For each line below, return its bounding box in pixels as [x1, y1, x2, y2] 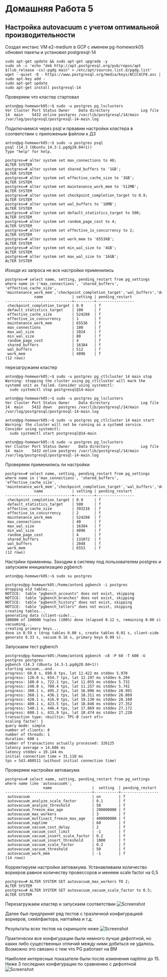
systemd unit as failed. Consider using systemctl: [5, 383, 114, 388]
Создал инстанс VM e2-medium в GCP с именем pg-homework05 [5, 44, 144, 50]
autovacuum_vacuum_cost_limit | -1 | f [7, 829, 126, 834]
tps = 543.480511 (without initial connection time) [5, 758, 117, 763]
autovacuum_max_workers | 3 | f [7, 812, 126, 817]
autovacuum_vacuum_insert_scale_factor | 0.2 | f [7, 834, 126, 839]
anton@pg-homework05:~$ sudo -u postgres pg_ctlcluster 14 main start [5, 418, 155, 423]
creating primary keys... [5, 626, 59, 631]
